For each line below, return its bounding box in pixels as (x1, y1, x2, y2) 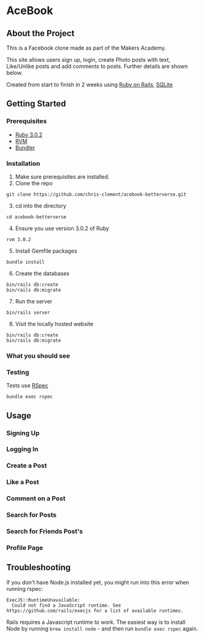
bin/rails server (6, 310, 51, 316)
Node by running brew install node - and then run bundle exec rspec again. (6, 625, 199, 632)
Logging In (6, 445, 38, 453)
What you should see (6, 351, 71, 360)
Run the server (15, 297, 53, 305)
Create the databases (15, 270, 70, 277)
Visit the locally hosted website (15, 320, 94, 327)
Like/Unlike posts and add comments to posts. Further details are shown (6, 62, 188, 70)
